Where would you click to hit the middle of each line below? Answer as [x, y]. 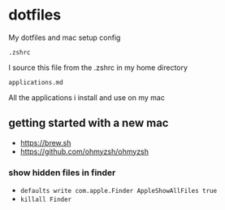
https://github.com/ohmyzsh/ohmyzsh [84, 151]
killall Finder [46, 200]
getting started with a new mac [89, 123]
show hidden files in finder [62, 173]
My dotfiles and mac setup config [65, 37]
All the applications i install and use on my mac [87, 97]
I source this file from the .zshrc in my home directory [98, 68]
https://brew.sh [45, 142]
